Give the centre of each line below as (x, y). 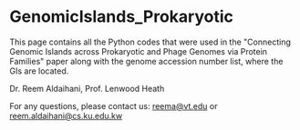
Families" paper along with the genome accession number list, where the (146, 61)
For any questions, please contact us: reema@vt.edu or (114, 105)
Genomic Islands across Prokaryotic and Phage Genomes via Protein (138, 51)
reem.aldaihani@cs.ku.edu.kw (66, 115)
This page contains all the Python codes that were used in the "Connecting (150, 42)
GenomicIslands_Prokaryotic (122, 17)
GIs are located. (39, 71)
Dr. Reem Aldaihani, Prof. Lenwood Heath (87, 88)
